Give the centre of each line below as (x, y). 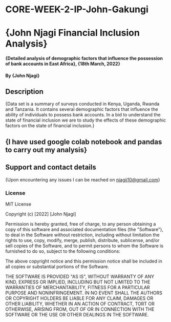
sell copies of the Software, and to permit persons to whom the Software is (84, 246)
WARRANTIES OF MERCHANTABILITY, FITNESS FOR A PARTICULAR (78, 287)
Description (24, 92)
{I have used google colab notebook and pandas (84, 142)
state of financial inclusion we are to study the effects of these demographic (86, 120)
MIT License (18, 204)
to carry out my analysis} (46, 150)
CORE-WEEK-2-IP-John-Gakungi (77, 9)
